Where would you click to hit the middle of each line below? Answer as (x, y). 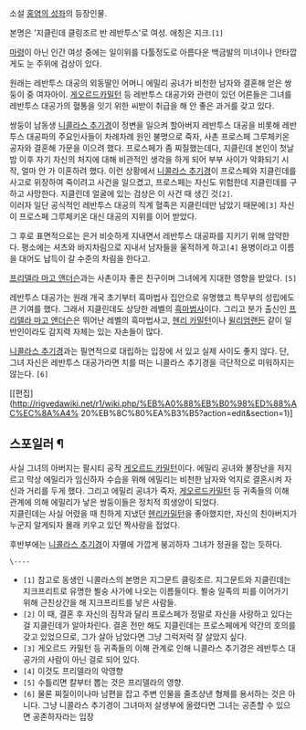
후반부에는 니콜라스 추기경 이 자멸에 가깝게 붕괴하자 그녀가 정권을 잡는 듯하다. (146, 544)
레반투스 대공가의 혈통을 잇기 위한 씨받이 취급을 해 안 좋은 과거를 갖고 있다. (142, 106)
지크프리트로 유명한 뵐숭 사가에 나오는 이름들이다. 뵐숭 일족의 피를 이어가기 (156, 590)
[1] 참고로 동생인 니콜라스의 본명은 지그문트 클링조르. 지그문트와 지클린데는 (157, 579)
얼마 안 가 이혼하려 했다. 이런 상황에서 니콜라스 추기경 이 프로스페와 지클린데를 (159, 171)
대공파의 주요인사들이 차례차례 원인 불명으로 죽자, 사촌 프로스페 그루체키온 (158, 136)
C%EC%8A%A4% (44, 413)
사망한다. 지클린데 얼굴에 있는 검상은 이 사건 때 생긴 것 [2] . (129, 193)
